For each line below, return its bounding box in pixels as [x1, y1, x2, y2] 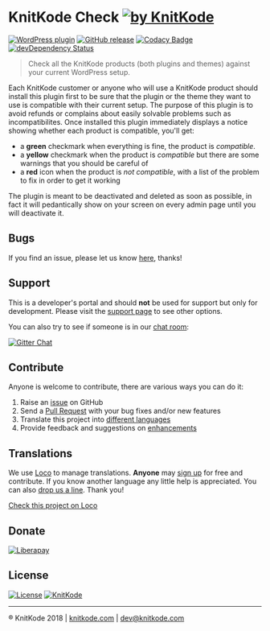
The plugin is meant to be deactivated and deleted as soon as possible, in [8, 191, 252, 200]
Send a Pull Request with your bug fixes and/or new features [19, 406, 221, 416]
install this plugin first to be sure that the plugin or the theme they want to [8, 91, 252, 101]
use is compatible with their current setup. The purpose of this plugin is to [8, 100, 253, 109]
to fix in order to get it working [19, 175, 121, 185]
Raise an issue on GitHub [19, 398, 104, 407]
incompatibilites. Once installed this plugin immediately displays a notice [8, 117, 248, 126]
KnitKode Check [8, 8, 120, 27]
